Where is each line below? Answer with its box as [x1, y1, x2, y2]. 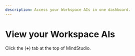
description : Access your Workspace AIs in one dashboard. [5, 7, 131, 12]
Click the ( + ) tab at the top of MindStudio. [5, 45, 91, 51]
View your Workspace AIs [5, 28, 115, 40]
